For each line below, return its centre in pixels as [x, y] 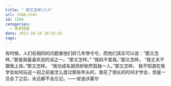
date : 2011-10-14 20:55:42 [34, 33]
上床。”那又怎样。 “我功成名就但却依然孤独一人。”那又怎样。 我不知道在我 [90, 66]
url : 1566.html [21, 15]
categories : [18, 24]
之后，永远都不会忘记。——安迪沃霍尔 [59, 78]
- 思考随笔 [20, 29]
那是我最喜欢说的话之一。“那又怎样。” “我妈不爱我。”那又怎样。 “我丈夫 [87, 59]
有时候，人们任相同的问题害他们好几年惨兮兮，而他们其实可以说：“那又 [80, 53]
